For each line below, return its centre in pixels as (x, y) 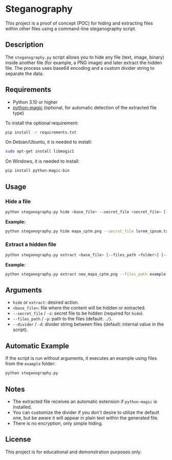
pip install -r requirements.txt (41, 132)
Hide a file (18, 201)
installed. (22, 407)
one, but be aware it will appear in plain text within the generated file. (85, 418)
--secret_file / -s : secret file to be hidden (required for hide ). (78, 313)
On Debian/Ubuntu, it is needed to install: (49, 142)
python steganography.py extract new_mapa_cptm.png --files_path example (86, 274)
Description (24, 45)
